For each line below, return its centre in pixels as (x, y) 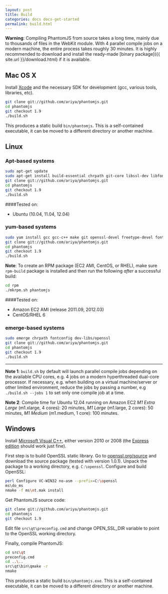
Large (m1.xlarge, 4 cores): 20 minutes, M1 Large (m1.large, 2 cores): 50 (79, 408)
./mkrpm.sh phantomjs (28, 290)
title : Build (19, 15)
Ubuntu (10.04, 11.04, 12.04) (41, 214)
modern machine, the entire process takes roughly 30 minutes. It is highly (81, 49)
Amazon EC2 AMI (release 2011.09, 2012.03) (58, 309)
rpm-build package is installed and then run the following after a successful (83, 271)
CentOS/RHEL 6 (29, 315)
